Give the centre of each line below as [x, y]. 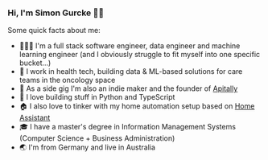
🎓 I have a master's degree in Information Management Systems [128, 127]
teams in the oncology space [67, 80]
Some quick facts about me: [54, 31]
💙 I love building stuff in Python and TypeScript [97, 97]
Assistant [35, 118]
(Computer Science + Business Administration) [97, 138]
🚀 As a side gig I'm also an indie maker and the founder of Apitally [128, 88]
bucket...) [35, 63]
